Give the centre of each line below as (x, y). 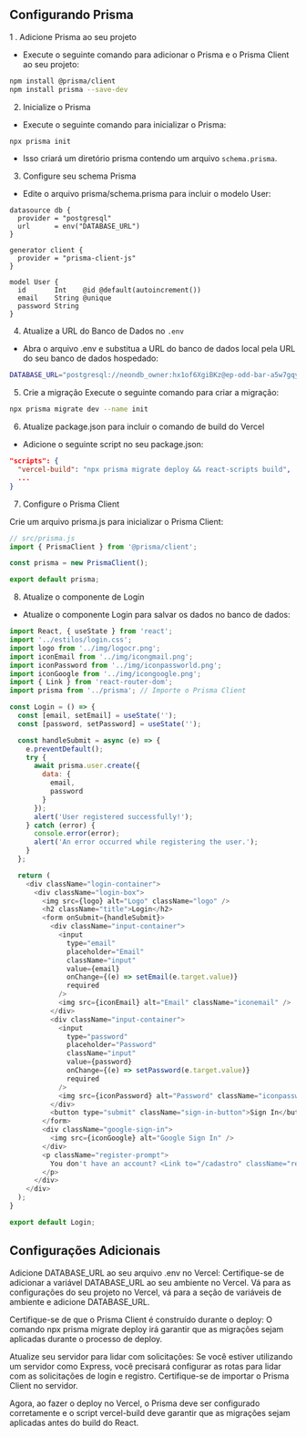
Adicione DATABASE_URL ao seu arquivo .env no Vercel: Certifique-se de (147, 1273)
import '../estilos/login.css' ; (71, 640)
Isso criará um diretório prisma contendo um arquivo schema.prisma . (150, 159)
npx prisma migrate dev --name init (79, 409)
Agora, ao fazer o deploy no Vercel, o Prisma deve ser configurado (135, 1403)
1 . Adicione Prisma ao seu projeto (73, 36)
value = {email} (93, 969)
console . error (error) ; (76, 834)
